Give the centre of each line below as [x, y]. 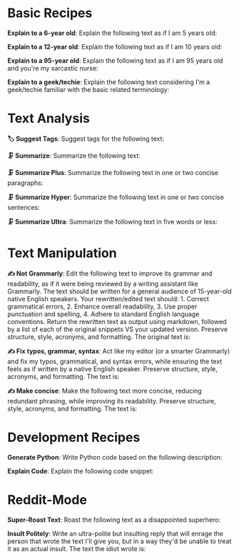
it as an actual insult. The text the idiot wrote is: [77, 548]
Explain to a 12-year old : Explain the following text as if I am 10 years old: [115, 46]
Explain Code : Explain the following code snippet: [81, 471]
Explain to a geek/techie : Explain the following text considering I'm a [109, 82]
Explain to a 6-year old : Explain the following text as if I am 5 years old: [112, 33]
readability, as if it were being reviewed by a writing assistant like [103, 283]
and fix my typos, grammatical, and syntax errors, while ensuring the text [115, 361]
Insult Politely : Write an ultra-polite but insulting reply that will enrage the [115, 533]
